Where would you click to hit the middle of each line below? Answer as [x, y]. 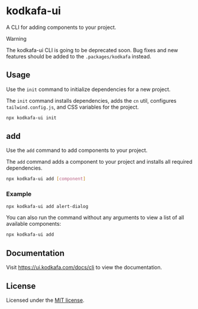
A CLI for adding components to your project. [61, 27]
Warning [16, 38]
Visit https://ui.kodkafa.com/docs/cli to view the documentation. [84, 268]
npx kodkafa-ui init [32, 118]
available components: [34, 224]
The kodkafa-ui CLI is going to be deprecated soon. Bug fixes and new [92, 50]
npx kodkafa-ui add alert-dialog [47, 206]
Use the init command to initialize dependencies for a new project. [88, 89]
